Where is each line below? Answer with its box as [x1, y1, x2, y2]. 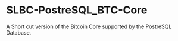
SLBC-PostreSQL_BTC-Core [6, 4, 148, 17]
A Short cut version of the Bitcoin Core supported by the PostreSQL [6, 23, 172, 30]
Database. [6, 29, 32, 36]
